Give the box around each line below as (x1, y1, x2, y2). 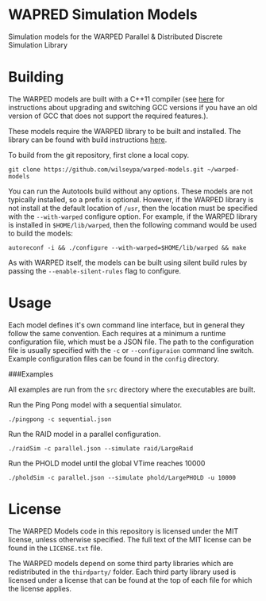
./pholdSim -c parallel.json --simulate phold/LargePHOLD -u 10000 (8, 473, 237, 481)
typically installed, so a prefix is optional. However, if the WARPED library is (8, 194, 254, 204)
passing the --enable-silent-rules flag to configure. (8, 266, 181, 275)
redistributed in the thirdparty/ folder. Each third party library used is (8, 567, 237, 576)
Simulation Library (8, 40, 68, 49)
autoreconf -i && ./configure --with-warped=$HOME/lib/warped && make (8, 243, 247, 251)
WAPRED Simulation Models (8, 6, 199, 24)
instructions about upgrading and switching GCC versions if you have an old (8, 102, 258, 112)
